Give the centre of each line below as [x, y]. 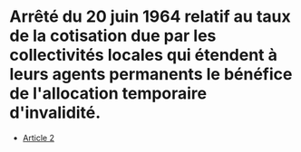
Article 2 [38, 138]
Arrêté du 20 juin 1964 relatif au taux [150, 17]
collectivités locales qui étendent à [144, 55]
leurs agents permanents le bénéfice [151, 75]
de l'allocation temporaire [108, 94]
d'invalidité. [55, 113]
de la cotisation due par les [113, 36]
